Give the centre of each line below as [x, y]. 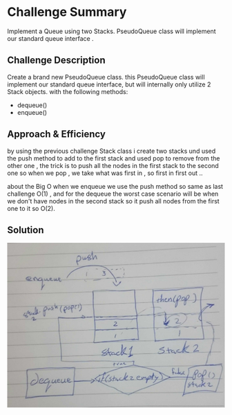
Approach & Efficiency [56, 135]
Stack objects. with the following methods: [68, 91]
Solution [26, 230]
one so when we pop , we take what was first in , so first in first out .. [105, 173]
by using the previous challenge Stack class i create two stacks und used [112, 151]
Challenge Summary [67, 12]
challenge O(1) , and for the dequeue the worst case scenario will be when [113, 194]
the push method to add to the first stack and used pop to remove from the [114, 158]
